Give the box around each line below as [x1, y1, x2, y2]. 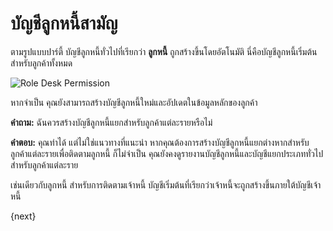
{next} [10, 210, 37, 222]
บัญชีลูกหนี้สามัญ [10, 12, 118, 35]
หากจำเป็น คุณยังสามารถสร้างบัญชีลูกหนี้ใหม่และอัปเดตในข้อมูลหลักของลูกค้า [10, 96, 258, 108]
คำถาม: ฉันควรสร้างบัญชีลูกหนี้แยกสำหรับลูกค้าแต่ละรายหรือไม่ [10, 116, 213, 128]
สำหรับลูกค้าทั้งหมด [10, 57, 73, 69]
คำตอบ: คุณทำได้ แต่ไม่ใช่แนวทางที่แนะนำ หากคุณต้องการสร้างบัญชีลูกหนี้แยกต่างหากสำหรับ [10, 136, 310, 148]
